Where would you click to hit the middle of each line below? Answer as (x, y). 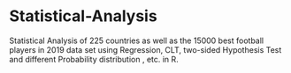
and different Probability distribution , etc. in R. (94, 59)
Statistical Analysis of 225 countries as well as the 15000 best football (137, 40)
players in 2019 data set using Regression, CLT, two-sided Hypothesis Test (145, 49)
